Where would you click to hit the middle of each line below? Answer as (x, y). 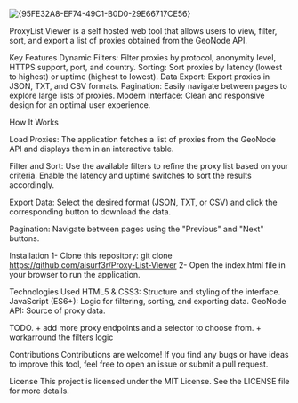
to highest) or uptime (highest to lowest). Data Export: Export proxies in (140, 77)
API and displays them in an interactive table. (92, 149)
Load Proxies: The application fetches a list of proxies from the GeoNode (143, 139)
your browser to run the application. (75, 274)
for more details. (39, 391)
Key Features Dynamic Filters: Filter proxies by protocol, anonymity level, (143, 57)
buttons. (24, 238)
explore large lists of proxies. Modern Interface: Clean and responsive (137, 95)
